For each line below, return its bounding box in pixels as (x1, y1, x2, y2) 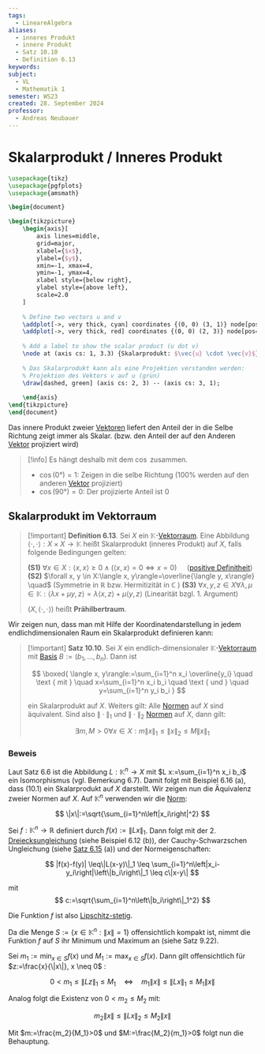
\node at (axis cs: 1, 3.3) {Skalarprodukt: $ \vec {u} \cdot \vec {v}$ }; (22, 350, 263, 358)
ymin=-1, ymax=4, (36, 269, 93, 277)
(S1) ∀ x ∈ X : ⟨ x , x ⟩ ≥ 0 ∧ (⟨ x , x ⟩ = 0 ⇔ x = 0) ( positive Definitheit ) (27, 562, 253, 572)
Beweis (8, 748, 37, 759)
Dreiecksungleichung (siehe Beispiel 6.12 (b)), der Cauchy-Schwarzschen (8, 836, 248, 846)
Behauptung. (8, 1037, 50, 1046)
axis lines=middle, (36, 232, 101, 241)
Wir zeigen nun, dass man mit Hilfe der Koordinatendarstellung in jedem (8, 619, 242, 628)
